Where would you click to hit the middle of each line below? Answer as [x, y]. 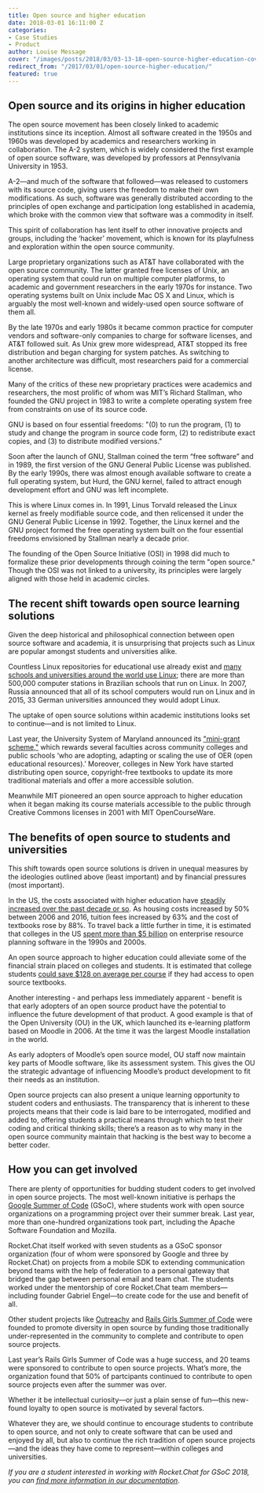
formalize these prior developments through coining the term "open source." [132, 562]
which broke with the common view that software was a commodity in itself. [131, 215]
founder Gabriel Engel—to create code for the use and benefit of [144, 1295]
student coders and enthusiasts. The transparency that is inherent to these [129, 1103]
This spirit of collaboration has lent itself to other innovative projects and [125, 230]
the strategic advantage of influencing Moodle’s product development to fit [130, 1071]
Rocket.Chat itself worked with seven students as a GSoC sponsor [115, 1245]
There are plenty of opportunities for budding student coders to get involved [132, 1188]
